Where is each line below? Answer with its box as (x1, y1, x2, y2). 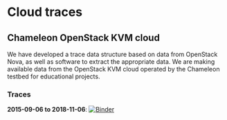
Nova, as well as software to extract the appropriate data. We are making (7, 58, 215, 66)
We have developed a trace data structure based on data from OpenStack (7, 50, 218, 58)
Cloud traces (7, 4, 83, 20)
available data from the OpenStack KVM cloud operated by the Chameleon (7, 65, 220, 73)
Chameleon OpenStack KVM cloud (7, 32, 161, 44)
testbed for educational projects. (7, 72, 100, 80)
